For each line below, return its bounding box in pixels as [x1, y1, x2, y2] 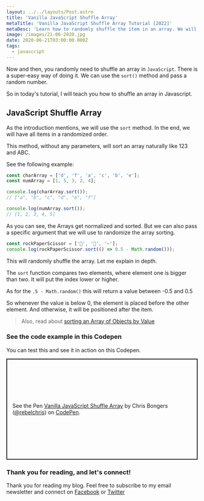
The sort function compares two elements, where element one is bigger [6, 269, 187, 276]
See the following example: [6, 160, 74, 168]
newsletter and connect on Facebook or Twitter [6, 488, 125, 496]
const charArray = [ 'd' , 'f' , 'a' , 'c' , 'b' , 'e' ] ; [6, 172, 140, 179]
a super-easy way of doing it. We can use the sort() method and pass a [6, 71, 187, 79]
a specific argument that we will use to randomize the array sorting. [6, 229, 175, 236]
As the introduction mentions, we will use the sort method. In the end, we [6, 124, 190, 131]
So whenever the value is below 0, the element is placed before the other [6, 299, 189, 307]
